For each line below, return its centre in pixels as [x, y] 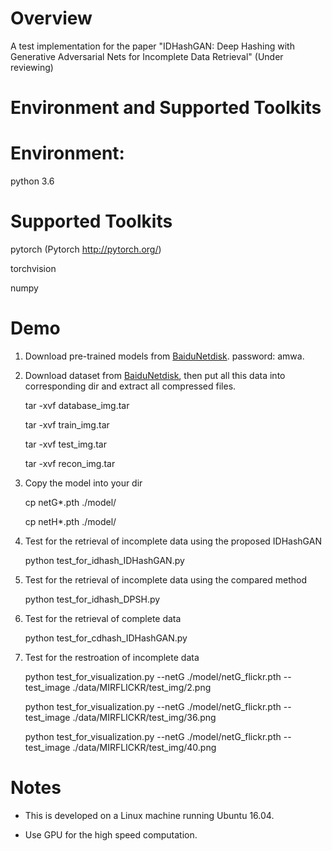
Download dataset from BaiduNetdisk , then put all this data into [155, 375]
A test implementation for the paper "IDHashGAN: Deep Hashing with [152, 46]
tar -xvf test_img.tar [65, 444]
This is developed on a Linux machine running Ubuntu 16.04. [149, 815]
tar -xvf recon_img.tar [70, 463]
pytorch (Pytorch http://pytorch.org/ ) [86, 249]
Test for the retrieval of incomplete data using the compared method [165, 579]
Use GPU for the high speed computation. [111, 834]
